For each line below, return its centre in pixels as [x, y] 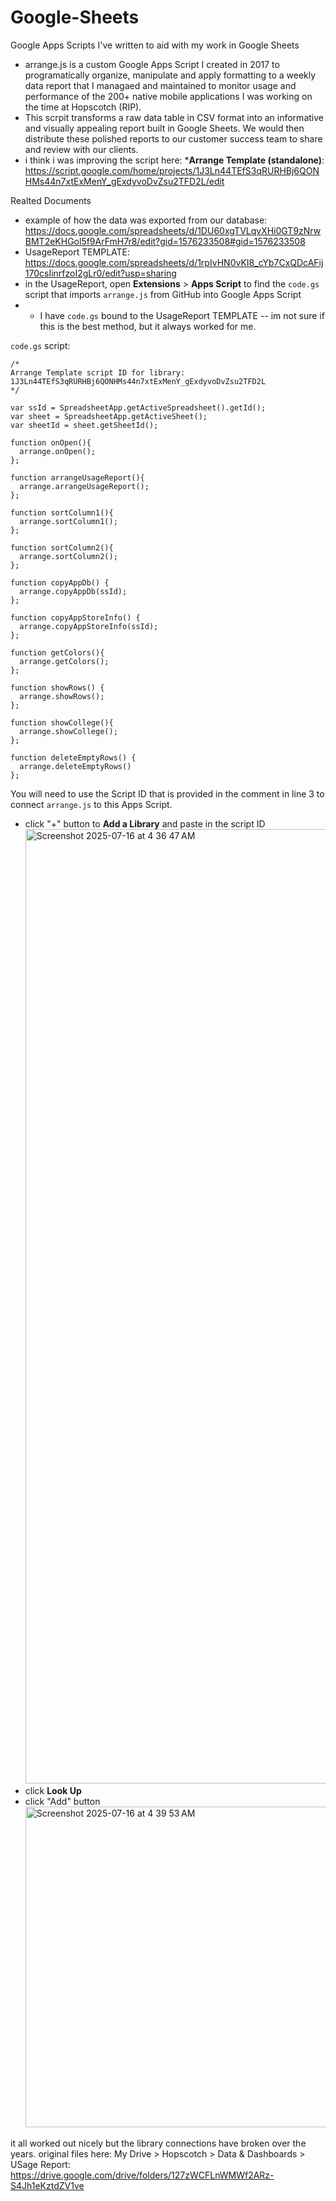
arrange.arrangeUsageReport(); [84, 486]
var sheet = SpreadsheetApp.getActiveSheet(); [109, 416]
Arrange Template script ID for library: [98, 372]
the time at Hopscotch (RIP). [83, 107]
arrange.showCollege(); [68, 731]
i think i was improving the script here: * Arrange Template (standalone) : [174, 160]
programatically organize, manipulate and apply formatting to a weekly [170, 75]
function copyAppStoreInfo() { [75, 617]
